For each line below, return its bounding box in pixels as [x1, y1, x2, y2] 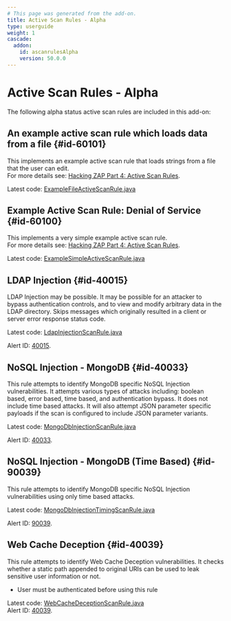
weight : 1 [7, 29, 36, 37]
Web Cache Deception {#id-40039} [7, 539, 164, 551]
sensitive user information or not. [7, 572, 101, 580]
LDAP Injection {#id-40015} [7, 274, 129, 286]
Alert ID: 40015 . [7, 342, 52, 350]
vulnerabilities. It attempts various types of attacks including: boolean [7, 387, 204, 395]
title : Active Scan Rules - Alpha [7, 17, 107, 23]
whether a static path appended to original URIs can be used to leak [7, 564, 199, 573]
